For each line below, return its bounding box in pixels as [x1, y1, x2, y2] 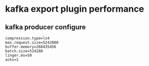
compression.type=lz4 [5, 36, 50, 41]
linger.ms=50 [5, 53, 32, 58]
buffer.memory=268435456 [5, 44, 56, 49]
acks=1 [5, 57, 19, 62]
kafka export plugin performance [5, 3, 145, 15]
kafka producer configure [5, 23, 86, 31]
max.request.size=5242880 [5, 40, 58, 45]
